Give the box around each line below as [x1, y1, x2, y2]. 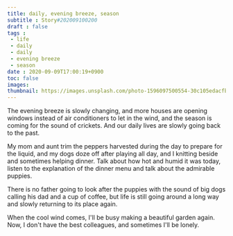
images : [7, 81, 30, 88]
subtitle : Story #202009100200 [7, 17, 98, 24]
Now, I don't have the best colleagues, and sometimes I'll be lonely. [7, 221, 200, 229]
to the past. [7, 129, 40, 137]
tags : [7, 29, 26, 37]
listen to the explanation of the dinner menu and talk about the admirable [7, 165, 215, 173]
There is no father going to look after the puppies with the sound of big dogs [7, 185, 226, 194]
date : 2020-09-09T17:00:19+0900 [7, 68, 104, 75]
